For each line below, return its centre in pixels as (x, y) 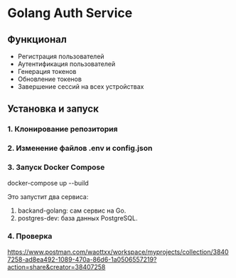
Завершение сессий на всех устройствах (81, 86)
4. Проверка (30, 236)
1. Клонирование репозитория (63, 129)
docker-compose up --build (48, 183)
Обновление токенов (49, 79)
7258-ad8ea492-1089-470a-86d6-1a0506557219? (82, 259)
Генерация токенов (47, 71)
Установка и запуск (53, 109)
